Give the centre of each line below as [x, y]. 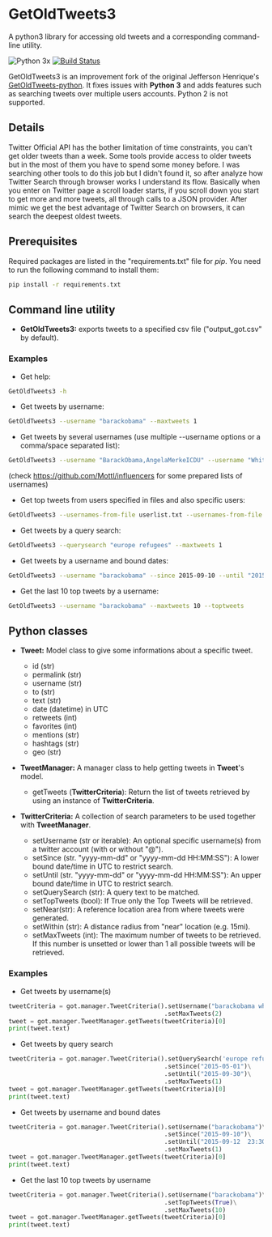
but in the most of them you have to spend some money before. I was [124, 164]
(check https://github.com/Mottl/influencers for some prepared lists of [125, 476]
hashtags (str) [55, 744]
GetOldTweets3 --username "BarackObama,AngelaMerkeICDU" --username [126, 461]
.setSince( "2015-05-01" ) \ [208, 1067]
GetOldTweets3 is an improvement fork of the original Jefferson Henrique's [134, 76]
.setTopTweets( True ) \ [200, 1202]
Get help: [35, 376]
